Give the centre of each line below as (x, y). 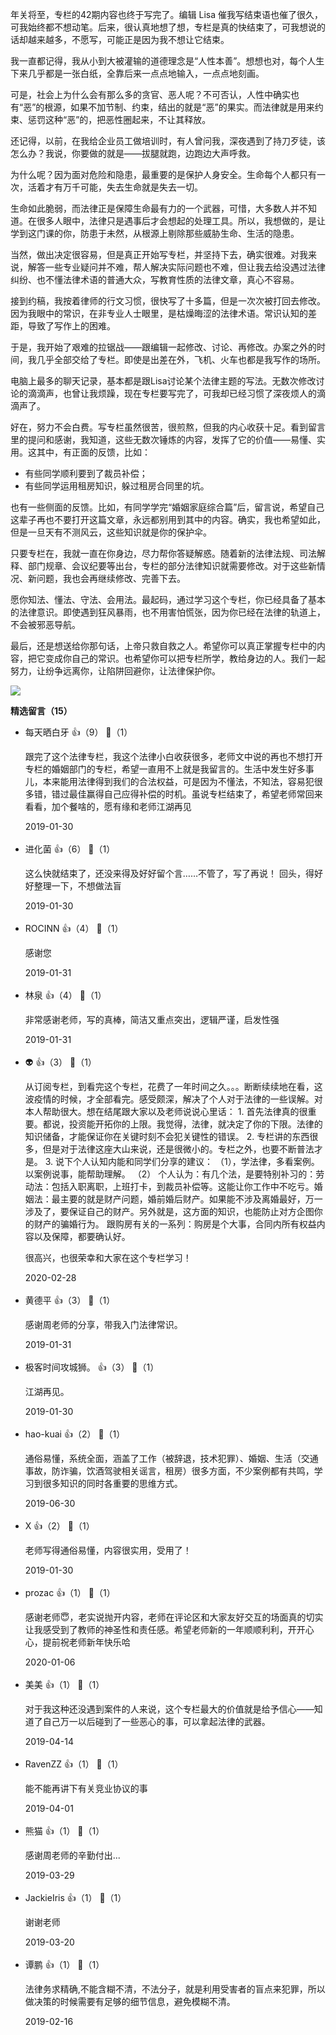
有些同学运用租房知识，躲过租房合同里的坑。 (117, 486)
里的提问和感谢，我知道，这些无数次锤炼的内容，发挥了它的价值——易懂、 (163, 439)
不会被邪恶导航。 (45, 624)
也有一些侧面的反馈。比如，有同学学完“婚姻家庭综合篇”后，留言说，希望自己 (167, 507)
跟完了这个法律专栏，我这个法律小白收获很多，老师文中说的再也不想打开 (173, 756)
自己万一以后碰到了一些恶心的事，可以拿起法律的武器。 (156, 1721)
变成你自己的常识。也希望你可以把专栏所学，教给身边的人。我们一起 (185, 658)
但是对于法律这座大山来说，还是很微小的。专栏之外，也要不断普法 (178, 1149)
